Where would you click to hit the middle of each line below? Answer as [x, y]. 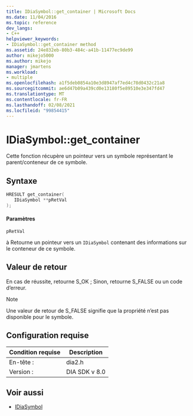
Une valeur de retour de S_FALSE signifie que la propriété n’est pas [88, 310]
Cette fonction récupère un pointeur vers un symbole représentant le [90, 156]
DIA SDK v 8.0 [86, 372]
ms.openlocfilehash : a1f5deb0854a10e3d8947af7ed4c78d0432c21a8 [86, 83]
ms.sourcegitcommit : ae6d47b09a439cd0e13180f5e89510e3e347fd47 [86, 89]
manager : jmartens [29, 66]
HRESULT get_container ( [35, 195]
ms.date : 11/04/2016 [32, 17]
